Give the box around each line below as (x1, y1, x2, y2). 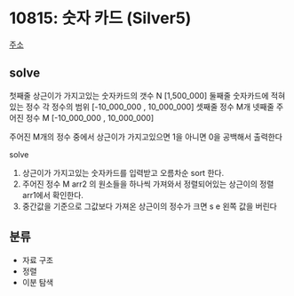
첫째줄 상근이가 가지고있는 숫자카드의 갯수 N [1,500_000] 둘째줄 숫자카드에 (9, 90, 269, 100)
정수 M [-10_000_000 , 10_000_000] (25, 112, 155, 123)
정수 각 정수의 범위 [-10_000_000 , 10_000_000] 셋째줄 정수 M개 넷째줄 (25, 101, 274, 112)
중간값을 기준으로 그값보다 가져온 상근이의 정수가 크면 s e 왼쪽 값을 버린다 (21, 201, 277, 212)
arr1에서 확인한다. (21, 189, 84, 200)
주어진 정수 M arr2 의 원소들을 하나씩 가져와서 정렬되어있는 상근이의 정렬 (21, 179, 274, 189)
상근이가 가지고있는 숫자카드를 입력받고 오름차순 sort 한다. (21, 167, 225, 178)
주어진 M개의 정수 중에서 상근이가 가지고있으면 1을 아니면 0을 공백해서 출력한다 (9, 131, 282, 142)
